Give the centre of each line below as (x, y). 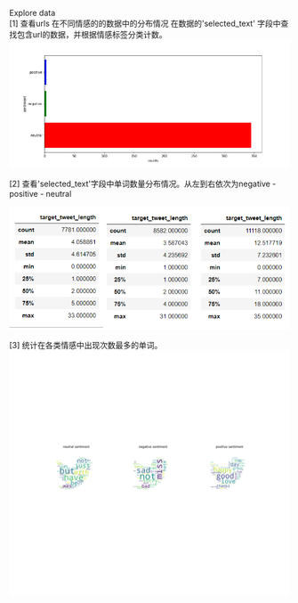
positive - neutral (40, 194)
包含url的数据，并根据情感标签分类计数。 (92, 34)
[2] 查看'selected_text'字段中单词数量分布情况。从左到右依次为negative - (143, 183)
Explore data (32, 13)
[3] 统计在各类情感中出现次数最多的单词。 (86, 345)
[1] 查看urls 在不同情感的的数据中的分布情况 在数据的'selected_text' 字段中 (145, 23)
